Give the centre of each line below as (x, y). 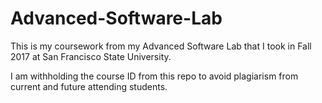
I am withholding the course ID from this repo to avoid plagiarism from (154, 76)
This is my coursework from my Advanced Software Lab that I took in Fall (161, 46)
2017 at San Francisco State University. (91, 56)
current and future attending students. (89, 86)
